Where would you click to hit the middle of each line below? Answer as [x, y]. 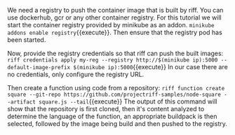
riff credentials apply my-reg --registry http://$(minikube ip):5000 [113, 60]
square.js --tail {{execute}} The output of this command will [128, 101]
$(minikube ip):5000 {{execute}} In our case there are [150, 67]
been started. [27, 40]
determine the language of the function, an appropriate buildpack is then [112, 116]
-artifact [22, 102]
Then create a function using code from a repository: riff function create [116, 88]
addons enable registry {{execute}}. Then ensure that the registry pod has [115, 32]
